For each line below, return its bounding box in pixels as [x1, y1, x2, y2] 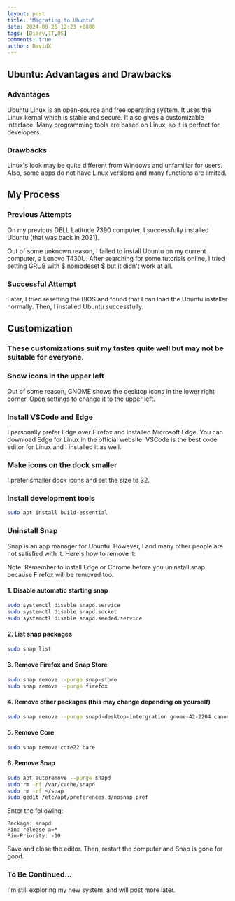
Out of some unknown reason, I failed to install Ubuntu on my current [7, 246, 206, 255]
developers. [7, 127, 42, 136]
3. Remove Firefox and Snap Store [7, 660, 108, 669]
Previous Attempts [7, 210, 72, 220]
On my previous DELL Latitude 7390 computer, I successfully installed [7, 225, 209, 234]
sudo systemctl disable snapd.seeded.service [7, 615, 142, 622]
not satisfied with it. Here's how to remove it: [7, 549, 136, 558]
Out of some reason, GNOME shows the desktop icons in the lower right [7, 387, 215, 395]
